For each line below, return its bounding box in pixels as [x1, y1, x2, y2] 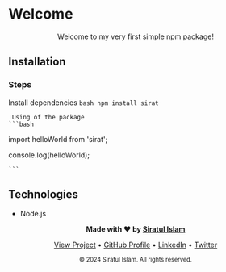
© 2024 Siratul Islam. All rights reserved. [79, 256, 192, 264]
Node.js [19, 209, 47, 219]
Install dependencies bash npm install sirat [8, 98, 159, 107]
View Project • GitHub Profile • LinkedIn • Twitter [53, 240, 218, 250]
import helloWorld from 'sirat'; [8, 134, 108, 144]
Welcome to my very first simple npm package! [57, 31, 214, 41]
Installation [8, 55, 66, 69]
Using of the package [11, 113, 85, 121]
